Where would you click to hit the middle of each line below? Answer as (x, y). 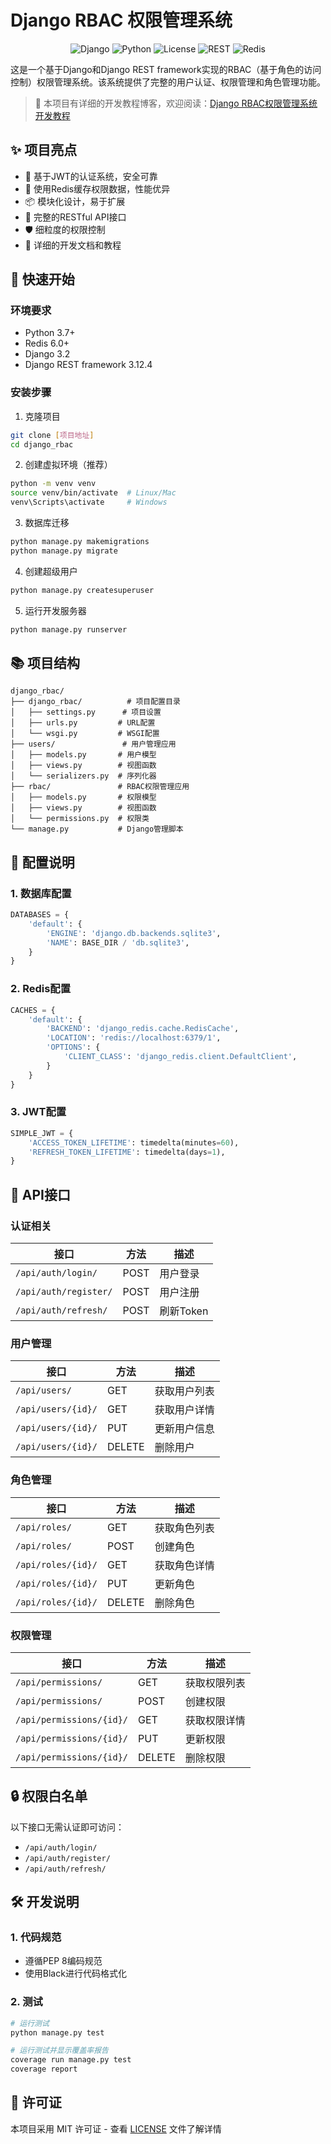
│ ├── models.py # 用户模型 (83, 755)
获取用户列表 (184, 1391)
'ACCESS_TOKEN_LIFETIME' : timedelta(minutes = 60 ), (134, 1142)
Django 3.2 (47, 354)
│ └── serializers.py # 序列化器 (83, 776)
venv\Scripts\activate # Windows (89, 502)
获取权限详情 (215, 1720)
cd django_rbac (42, 444)
